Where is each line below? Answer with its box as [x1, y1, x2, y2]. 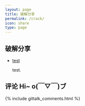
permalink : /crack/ [5, 16, 45, 21]
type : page [5, 25, 27, 30]
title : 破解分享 [5, 12, 35, 17]
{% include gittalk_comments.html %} [5, 95, 81, 101]
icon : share [5, 20, 29, 26]
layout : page [5, 7, 32, 12]
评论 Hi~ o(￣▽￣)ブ [5, 82, 67, 90]
